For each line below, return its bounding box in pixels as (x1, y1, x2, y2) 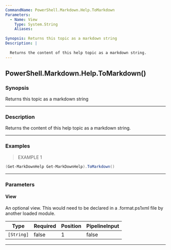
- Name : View (10, 17, 38, 22)
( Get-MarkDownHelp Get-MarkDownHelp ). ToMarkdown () (5, 164, 115, 169)
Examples (5, 142, 31, 149)
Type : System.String (14, 21, 58, 27)
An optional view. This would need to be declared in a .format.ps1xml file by (5, 205, 164, 211)
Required (34, 222, 56, 230)
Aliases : (14, 27, 33, 32)
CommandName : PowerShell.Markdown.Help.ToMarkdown (5, 7, 115, 13)
